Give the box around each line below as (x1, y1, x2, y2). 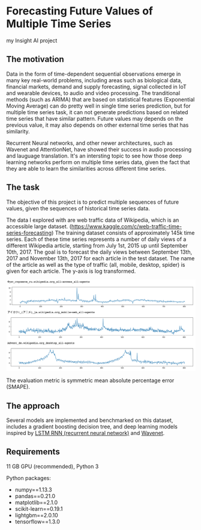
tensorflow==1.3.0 (14, 518, 60, 525)
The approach (6, 401, 60, 411)
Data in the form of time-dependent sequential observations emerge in (6, 70, 181, 78)
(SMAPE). (6, 383, 30, 391)
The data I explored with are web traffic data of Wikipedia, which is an (6, 216, 179, 224)
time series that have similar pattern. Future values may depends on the (6, 115, 184, 122)
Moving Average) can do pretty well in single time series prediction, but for (6, 102, 191, 109)
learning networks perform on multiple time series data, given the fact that (6, 158, 190, 166)
